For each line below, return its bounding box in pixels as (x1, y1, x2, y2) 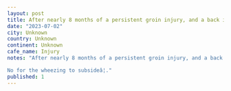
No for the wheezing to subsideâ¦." (7, 66, 112, 74)
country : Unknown (7, 36, 57, 42)
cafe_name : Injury (7, 49, 60, 55)
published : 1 (7, 73, 45, 80)
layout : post (7, 10, 45, 17)
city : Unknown (7, 29, 48, 36)
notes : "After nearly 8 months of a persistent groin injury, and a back (7, 55, 223, 62)
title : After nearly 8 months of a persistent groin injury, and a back (7, 16, 220, 23)
